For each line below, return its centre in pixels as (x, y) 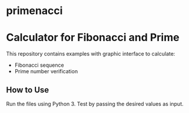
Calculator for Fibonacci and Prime (93, 38)
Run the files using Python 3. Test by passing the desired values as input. (95, 104)
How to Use (28, 90)
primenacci (34, 11)
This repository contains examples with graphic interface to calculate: (91, 54)
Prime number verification (46, 71)
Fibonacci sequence (39, 65)
